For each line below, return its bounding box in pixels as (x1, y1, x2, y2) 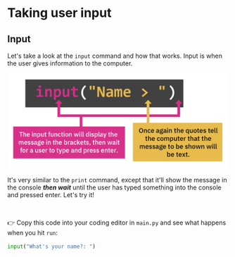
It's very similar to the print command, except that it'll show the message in (7, 175, 227, 184)
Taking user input (7, 5, 112, 21)
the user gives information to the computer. (7, 59, 133, 68)
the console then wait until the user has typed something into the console (7, 183, 222, 192)
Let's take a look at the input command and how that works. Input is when (7, 51, 223, 60)
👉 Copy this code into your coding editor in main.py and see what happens (7, 218, 227, 227)
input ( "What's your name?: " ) (7, 243, 96, 250)
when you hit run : (7, 228, 58, 237)
